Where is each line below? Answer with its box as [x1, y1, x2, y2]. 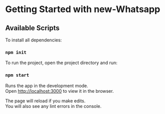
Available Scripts [5, 24, 60, 32]
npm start [5, 72, 29, 78]
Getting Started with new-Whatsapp [5, 4, 160, 15]
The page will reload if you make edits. [5, 97, 86, 104]
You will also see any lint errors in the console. [5, 103, 102, 109]
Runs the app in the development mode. [5, 82, 88, 89]
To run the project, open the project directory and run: [5, 60, 118, 66]
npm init [5, 49, 27, 55]
